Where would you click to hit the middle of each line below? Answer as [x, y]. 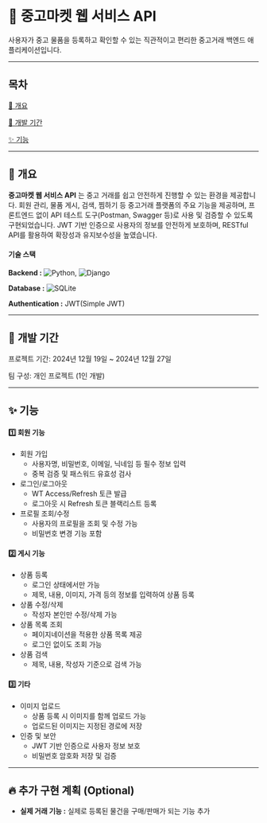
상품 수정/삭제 [41, 605]
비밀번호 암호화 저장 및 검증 [74, 755]
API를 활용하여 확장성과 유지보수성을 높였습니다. [83, 235]
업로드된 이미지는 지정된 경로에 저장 [87, 726]
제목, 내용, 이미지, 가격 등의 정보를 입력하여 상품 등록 [113, 595]
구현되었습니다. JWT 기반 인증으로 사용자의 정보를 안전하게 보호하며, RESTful [128, 224]
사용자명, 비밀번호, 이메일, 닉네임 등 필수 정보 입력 [109, 464]
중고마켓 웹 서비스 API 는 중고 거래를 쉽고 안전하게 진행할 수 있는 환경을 [118, 195]
